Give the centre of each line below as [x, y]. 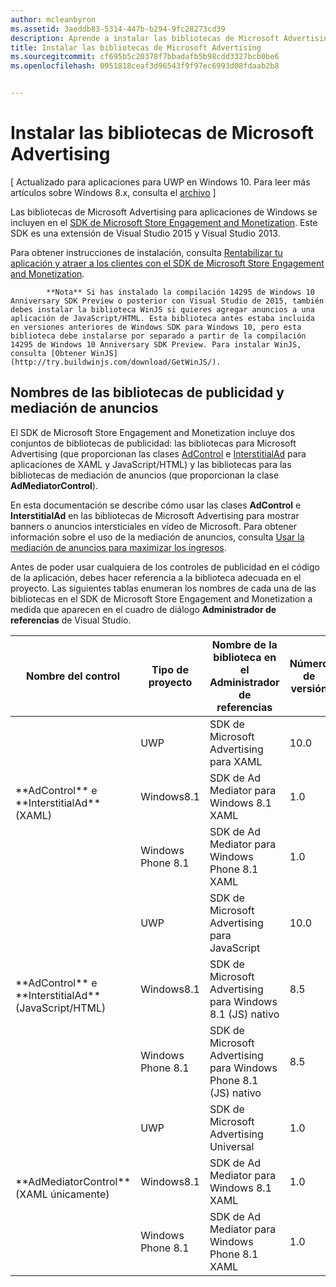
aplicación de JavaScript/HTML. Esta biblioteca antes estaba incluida [162, 318]
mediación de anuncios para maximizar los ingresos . [118, 547]
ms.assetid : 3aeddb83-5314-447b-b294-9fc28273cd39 [118, 29]
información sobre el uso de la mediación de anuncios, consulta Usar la [157, 537]
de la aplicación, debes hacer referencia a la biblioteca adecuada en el [156, 577]
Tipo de [170, 669]
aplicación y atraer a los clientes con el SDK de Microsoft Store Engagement [167, 263]
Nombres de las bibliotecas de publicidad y [147, 392]
